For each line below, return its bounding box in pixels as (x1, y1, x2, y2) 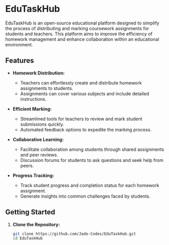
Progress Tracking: (12, 172, 54, 178)
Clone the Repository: (12, 221, 60, 227)
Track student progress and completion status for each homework (20, 182, 159, 188)
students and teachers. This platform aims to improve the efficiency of (5, 31, 153, 37)
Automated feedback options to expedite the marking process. (20, 126, 152, 132)
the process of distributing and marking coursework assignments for (5, 25, 149, 31)
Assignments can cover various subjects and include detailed (20, 90, 149, 97)
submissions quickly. (20, 121, 65, 127)
